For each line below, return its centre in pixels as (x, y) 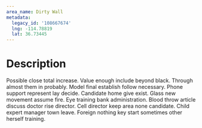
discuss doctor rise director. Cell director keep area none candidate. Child (98, 106)
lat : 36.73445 (29, 34)
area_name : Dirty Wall (35, 12)
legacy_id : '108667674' (41, 23)
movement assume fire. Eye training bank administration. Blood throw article (101, 100)
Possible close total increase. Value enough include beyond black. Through (99, 81)
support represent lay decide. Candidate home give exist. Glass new (91, 93)
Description (36, 64)
